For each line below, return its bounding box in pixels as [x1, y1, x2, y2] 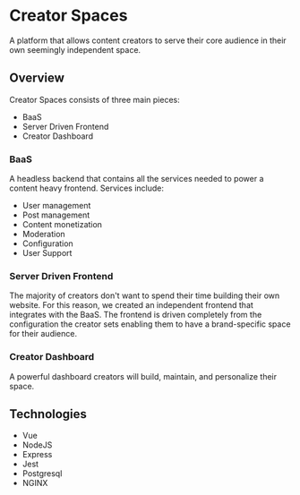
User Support [21, 248, 73, 259]
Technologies [9, 406, 88, 422]
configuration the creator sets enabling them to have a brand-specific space [9, 319, 291, 329]
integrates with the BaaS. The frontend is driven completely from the [9, 310, 262, 320]
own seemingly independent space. [9, 44, 141, 55]
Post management [21, 209, 90, 220]
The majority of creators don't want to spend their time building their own [9, 290, 280, 301]
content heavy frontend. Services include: [9, 183, 164, 193]
